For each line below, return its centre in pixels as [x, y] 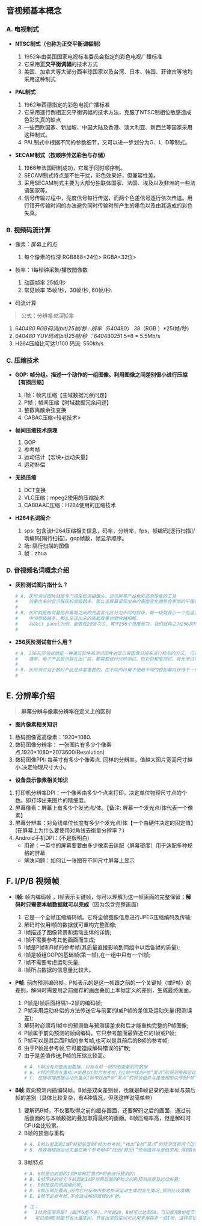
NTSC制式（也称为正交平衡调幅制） [59, 43]
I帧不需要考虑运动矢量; [52, 962]
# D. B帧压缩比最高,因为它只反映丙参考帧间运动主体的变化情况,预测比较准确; [108, 1191]
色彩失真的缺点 [42, 120]
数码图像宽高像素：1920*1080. [53, 737]
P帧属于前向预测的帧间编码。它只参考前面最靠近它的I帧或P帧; [100, 1033]
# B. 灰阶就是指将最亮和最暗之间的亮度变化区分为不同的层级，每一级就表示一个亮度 [104, 613]
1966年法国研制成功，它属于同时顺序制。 [75, 168]
